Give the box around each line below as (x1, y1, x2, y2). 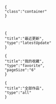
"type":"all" (4, 90, 32, 95)
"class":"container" (4, 9, 48, 14)
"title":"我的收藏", (4, 59, 44, 64)
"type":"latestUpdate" (4, 40, 52, 45)
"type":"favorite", (4, 63, 45, 68)
